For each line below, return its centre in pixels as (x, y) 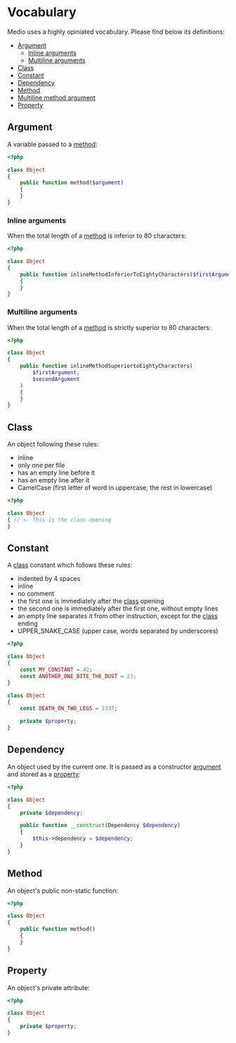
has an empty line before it (56, 473)
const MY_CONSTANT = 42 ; (56, 670)
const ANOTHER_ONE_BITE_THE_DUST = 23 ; (78, 676)
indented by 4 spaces (49, 579)
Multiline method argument (57, 97)
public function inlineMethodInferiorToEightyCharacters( (106, 274)
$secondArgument (56, 379)
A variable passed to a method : (52, 144)
